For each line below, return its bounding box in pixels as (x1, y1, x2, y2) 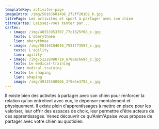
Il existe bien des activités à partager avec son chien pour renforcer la (5, 93, 144, 98)
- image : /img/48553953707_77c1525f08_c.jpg (9, 30, 101, 34)
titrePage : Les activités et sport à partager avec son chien (5, 16, 133, 21)
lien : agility (14, 52, 42, 57)
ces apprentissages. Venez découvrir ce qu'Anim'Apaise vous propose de (5, 113, 153, 119)
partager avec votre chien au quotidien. (5, 118, 84, 124)
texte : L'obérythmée (14, 34, 55, 39)
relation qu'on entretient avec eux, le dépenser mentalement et (5, 97, 131, 103)
